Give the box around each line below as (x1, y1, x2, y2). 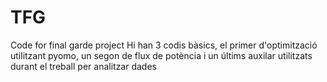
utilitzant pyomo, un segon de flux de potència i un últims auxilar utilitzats (10, 49, 313, 61)
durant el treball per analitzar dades (10, 60, 157, 72)
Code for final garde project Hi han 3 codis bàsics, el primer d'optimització (10, 39, 318, 51)
